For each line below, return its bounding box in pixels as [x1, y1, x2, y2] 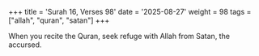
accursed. [8, 40, 42, 50]
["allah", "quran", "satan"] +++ [8, 15, 110, 25]
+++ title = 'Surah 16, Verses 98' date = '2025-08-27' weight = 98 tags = [8, 7, 252, 16]
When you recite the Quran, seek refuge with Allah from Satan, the [8, 32, 231, 41]
